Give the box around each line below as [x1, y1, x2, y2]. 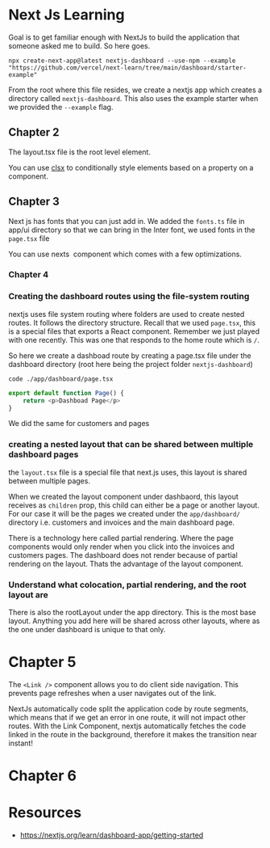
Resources [8, 804, 82, 822]
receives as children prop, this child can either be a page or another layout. [8, 500, 260, 510]
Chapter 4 [8, 269, 49, 281]
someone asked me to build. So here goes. [8, 40, 151, 50]
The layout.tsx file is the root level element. [8, 147, 152, 157]
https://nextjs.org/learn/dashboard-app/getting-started [19, 830, 204, 840]
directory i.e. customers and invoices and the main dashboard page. [8, 517, 235, 527]
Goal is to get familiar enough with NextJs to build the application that [8, 32, 240, 42]
